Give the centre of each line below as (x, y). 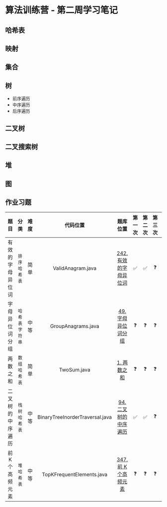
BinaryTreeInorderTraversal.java (75, 417)
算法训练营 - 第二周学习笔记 (62, 10)
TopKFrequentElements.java (75, 474)
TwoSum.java (75, 369)
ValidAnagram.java (75, 268)
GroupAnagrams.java (75, 326)
